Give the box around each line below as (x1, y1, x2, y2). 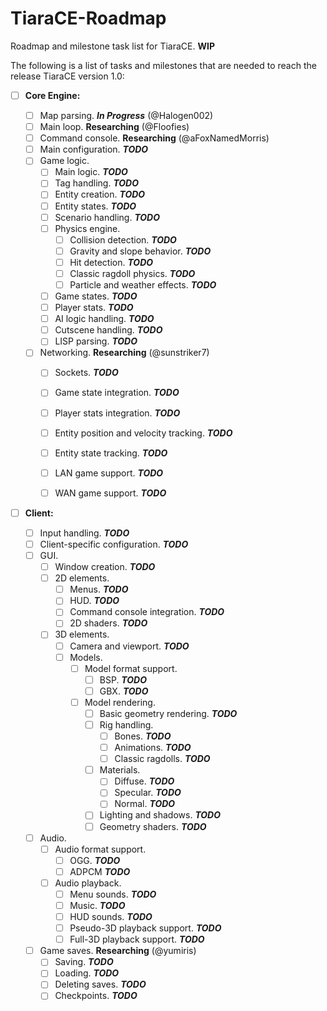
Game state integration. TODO (54, 387, 180, 399)
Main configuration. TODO (39, 143, 149, 156)
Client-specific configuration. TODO (39, 538, 189, 550)
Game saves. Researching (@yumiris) (39, 945, 197, 957)
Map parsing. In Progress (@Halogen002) (39, 110, 214, 121)
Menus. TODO (69, 583, 129, 596)
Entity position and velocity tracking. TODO (54, 427, 233, 439)
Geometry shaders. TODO (99, 820, 207, 832)
